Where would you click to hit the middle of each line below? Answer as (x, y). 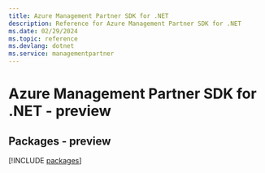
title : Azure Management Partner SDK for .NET (89, 16)
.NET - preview (60, 111)
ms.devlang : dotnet (41, 46)
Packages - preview (60, 141)
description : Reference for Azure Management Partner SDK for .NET (125, 24)
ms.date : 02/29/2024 (43, 31)
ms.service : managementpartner (61, 54)
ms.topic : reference (43, 39)
